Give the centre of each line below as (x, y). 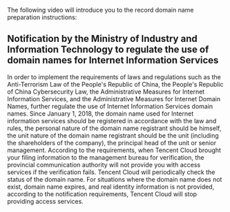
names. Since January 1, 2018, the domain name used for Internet (100, 114)
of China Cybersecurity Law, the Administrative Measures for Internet (106, 92)
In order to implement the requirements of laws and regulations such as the (114, 77)
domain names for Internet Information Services (113, 60)
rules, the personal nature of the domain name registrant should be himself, (114, 128)
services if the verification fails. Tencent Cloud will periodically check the (111, 172)
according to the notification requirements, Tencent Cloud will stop (102, 194)
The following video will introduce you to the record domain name (100, 10)
